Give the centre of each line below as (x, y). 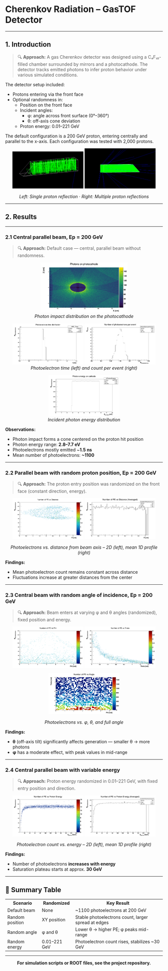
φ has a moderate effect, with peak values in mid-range (70, 752)
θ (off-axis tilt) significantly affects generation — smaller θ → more (81, 741)
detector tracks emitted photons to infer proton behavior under (82, 69)
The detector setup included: (35, 84)
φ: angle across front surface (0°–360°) (68, 115)
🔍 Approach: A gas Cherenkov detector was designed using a (82, 57)
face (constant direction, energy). (52, 491)
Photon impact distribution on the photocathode (84, 316)
